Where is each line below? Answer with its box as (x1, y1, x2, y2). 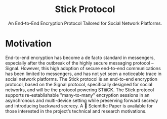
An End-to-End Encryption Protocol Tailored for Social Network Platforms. (8, 20, 162, 26)
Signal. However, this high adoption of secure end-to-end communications (5, 65, 161, 71)
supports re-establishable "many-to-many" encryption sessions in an (5, 92, 150, 98)
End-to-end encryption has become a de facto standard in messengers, (5, 54, 155, 61)
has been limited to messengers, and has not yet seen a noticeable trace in (5, 71, 162, 77)
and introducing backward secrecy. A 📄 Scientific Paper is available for (5, 102, 153, 109)
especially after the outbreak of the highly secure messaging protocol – (5, 59, 154, 66)
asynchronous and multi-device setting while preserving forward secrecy (5, 97, 158, 103)
